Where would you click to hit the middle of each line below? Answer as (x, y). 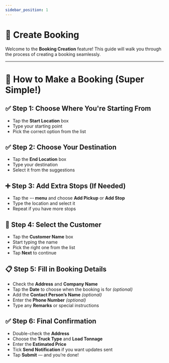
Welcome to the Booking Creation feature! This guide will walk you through (83, 49)
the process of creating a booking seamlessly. (53, 54)
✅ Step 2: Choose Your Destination (61, 147)
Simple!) (23, 90)
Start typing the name (35, 242)
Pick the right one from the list (44, 247)
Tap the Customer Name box (43, 237)
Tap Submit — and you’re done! (46, 355)
